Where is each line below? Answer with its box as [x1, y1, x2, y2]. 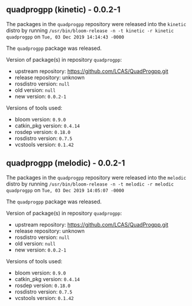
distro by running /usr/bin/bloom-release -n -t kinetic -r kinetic [6, 27, 174, 34]
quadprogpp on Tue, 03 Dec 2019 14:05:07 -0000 [6, 186, 124, 193]
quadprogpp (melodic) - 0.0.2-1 [6, 158, 126, 168]
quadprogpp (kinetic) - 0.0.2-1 [6, 5, 121, 15]
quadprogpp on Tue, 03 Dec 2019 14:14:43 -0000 [6, 33, 124, 40]
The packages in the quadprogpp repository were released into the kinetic [6, 20, 187, 27]
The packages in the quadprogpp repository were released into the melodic [6, 174, 187, 181]
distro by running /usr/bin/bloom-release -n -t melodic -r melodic [6, 180, 174, 187]
